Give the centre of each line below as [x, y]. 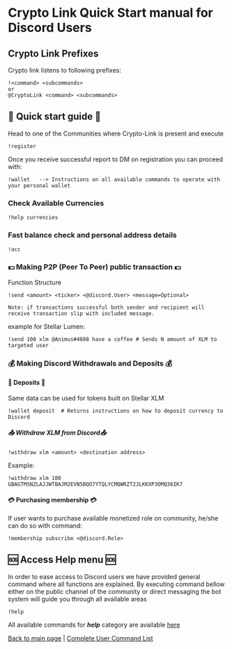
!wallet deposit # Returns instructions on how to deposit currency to [116, 411]
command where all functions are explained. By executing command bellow [116, 584]
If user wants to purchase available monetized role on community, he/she [113, 518]
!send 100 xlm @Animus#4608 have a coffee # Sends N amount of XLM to [113, 339]
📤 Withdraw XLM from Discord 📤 [57, 433]
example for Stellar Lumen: [47, 326]
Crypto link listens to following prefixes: [64, 70]
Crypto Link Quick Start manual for [110, 13]
